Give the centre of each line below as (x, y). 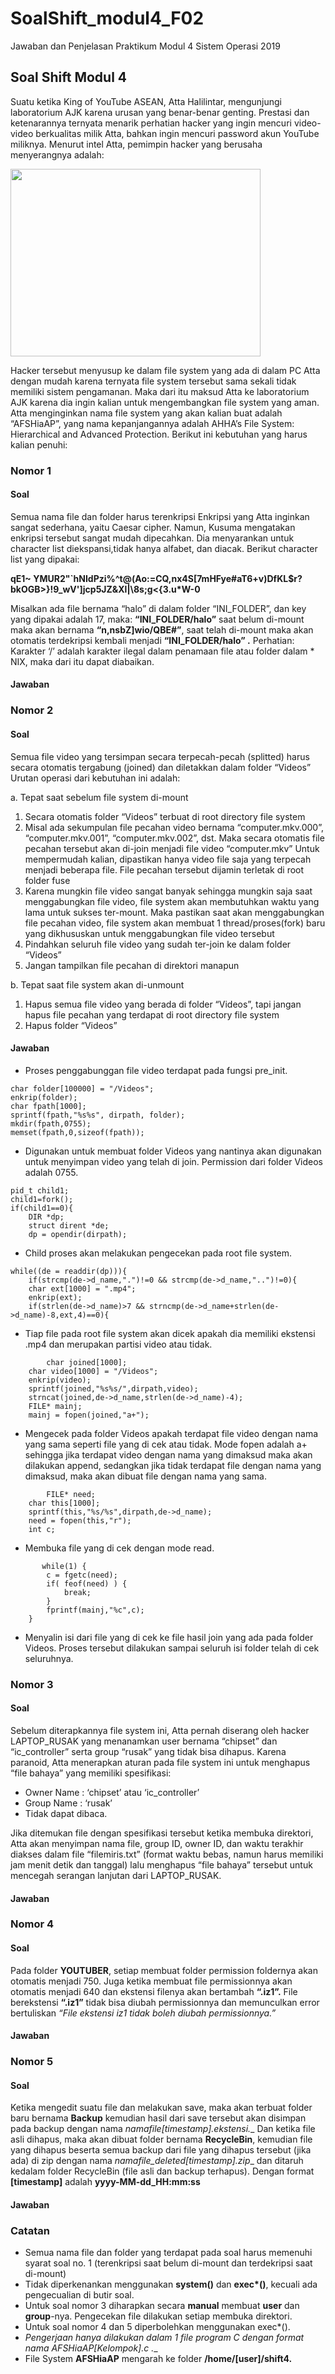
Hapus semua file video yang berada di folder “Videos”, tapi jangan (163, 1004)
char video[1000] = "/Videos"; (93, 1371)
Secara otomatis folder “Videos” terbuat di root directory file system (165, 816)
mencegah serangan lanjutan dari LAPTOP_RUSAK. (116, 1875)
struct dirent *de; (69, 1225)
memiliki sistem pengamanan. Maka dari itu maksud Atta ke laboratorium (160, 391)
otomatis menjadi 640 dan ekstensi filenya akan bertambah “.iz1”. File (154, 1991)
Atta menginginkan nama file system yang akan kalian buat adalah (146, 413)
